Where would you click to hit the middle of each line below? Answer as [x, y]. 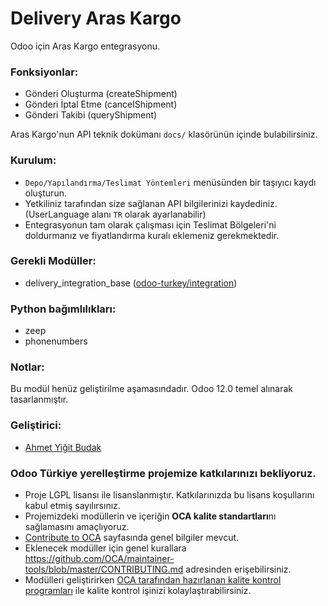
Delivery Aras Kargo [96, 18]
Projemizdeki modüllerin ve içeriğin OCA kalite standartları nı [150, 516]
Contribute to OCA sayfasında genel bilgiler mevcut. [132, 538]
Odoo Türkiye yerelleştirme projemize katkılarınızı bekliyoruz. [163, 473]
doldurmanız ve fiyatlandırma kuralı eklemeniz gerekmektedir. [152, 235]
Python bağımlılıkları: [63, 309]
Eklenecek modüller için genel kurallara [105, 548]
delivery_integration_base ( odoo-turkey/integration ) [131, 283]
